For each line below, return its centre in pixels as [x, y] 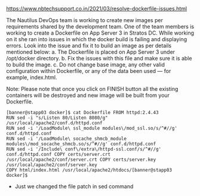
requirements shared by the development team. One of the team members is [100, 27]
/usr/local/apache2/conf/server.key [52, 165]
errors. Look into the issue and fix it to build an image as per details [89, 45]
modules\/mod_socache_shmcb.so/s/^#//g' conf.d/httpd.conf [81, 144]
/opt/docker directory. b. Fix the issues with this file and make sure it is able [99, 58]
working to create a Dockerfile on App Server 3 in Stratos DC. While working [100, 33]
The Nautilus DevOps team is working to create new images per [84, 20]
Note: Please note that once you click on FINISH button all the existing [92, 89]
